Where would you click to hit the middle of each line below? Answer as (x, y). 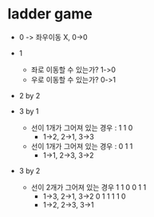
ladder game (50, 14)
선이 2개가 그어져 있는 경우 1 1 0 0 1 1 (89, 187)
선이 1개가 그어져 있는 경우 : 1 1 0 (82, 127)
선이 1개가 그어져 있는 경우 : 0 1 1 (82, 146)
